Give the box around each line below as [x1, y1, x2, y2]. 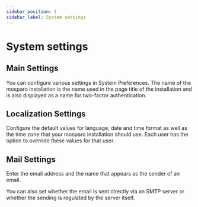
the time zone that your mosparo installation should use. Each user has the [6, 131, 189, 138]
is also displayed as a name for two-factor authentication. [6, 91, 147, 98]
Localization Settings [6, 109, 86, 119]
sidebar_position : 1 [6, 8, 58, 15]
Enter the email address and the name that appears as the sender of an [6, 170, 180, 177]
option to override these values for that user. [6, 137, 115, 144]
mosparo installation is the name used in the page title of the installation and [6, 85, 193, 93]
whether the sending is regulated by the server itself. [6, 194, 135, 202]
